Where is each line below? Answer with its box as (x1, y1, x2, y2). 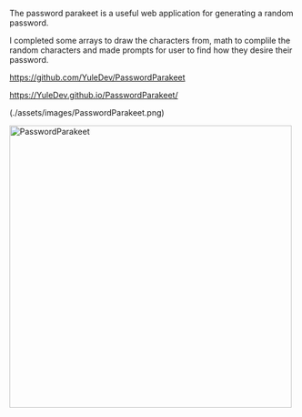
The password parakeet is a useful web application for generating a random (9, 8, 294, 18)
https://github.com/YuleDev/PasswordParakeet (9, 72, 186, 83)
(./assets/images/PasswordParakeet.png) (9, 107, 166, 117)
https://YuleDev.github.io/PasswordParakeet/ (9, 90, 179, 100)
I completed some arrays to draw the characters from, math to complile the (9, 36, 291, 46)
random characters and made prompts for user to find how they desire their (9, 45, 293, 56)
